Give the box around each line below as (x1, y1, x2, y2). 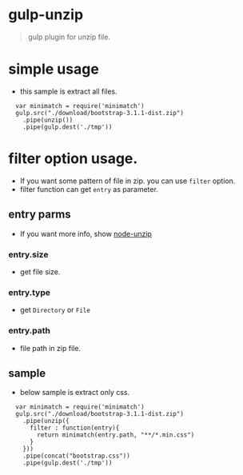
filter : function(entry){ (29, 424, 120, 433)
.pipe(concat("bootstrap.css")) (22, 452, 130, 461)
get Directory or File (19, 305, 90, 315)
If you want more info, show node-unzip (19, 229, 152, 238)
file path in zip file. (19, 343, 82, 353)
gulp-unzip (8, 6, 84, 24)
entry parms (8, 208, 72, 222)
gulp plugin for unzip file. (27, 32, 110, 42)
